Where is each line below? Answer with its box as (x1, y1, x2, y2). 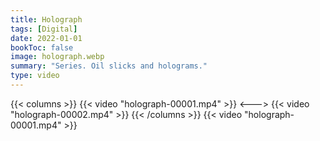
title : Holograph (10, 14, 83, 25)
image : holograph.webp (10, 52, 105, 62)
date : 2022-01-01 (10, 33, 83, 43)
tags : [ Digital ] (10, 24, 78, 34)
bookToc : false (10, 42, 74, 53)
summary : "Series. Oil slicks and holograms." (10, 61, 208, 71)
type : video (10, 71, 60, 81)
